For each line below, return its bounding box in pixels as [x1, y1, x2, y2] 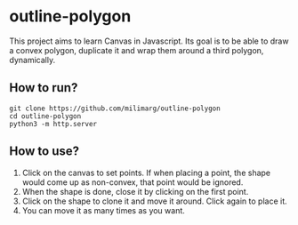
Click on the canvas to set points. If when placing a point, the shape [21, 167, 271, 178]
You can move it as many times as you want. [21, 205, 185, 215]
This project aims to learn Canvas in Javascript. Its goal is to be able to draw [9, 36, 289, 46]
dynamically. [9, 54, 56, 65]
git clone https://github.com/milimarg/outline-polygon [9, 104, 221, 113]
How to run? [9, 80, 78, 95]
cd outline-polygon [9, 111, 82, 121]
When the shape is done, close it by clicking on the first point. [21, 186, 249, 197]
